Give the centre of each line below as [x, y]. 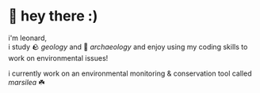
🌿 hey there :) [53, 16]
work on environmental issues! [58, 58]
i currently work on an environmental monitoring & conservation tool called [130, 73]
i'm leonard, [28, 38]
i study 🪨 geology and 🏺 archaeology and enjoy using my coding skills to [128, 46]
